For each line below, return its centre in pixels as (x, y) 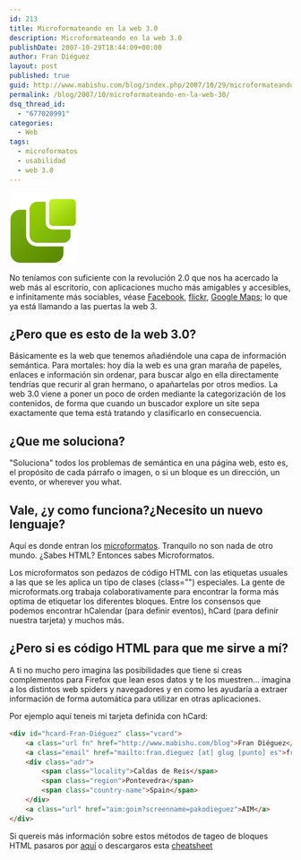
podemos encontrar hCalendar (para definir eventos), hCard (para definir (144, 611)
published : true (39, 76)
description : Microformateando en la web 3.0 (95, 38)
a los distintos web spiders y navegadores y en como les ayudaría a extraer (149, 689)
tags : (19, 142)
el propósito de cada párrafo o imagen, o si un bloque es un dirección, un (145, 473)
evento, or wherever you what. (66, 482)
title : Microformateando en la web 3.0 (84, 28)
